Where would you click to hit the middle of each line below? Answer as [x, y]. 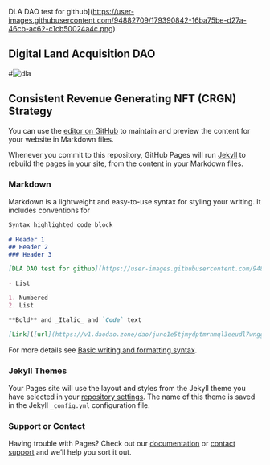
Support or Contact [47, 426]
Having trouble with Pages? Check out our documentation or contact [122, 444]
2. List [21, 306]
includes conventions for [49, 210]
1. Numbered [28, 298]
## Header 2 [28, 247]
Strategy [31, 111]
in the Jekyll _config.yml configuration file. [79, 405]
